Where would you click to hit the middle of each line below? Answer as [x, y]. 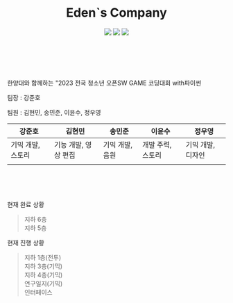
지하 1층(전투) [43, 257]
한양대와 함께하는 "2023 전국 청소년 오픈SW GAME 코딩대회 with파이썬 [104, 83]
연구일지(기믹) [43, 284]
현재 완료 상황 [26, 204]
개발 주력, [157, 145]
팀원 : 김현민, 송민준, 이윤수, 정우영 [54, 112]
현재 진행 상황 [26, 243]
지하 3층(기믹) [43, 266]
